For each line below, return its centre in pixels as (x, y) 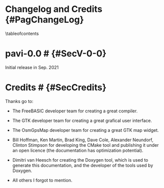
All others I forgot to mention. (42, 180)
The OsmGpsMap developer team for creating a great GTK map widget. (85, 130)
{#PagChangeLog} (45, 20)
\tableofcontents (22, 33)
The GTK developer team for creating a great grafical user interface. (82, 120)
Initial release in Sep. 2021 (32, 67)
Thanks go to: (19, 101)
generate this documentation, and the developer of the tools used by (82, 165)
